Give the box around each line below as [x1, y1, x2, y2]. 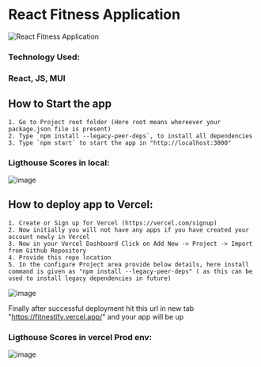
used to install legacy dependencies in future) [8, 274, 172, 282]
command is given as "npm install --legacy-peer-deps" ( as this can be [8, 267, 253, 275]
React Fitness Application [8, 6, 180, 24]
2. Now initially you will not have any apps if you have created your [8, 225, 249, 234]
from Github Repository [8, 247, 87, 255]
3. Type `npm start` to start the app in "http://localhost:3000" [8, 138, 232, 147]
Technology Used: [8, 51, 81, 62]
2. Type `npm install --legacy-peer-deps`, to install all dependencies [8, 132, 253, 140]
